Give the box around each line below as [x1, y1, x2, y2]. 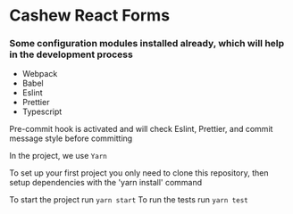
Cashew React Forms [9, 5, 171, 26]
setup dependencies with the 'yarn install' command [9, 177, 203, 188]
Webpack [21, 69, 58, 79]
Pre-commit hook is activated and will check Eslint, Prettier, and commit [9, 124, 273, 135]
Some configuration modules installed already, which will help [9, 37, 285, 50]
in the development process [9, 48, 134, 61]
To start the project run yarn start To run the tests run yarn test [9, 194, 248, 205]
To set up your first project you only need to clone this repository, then [9, 168, 269, 178]
